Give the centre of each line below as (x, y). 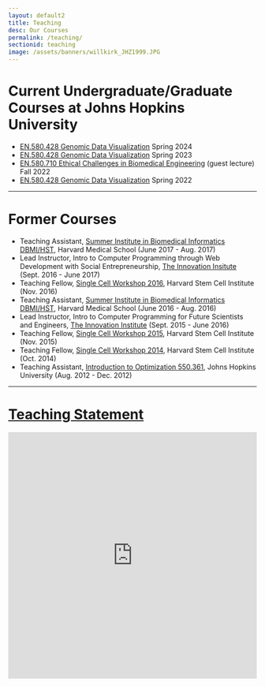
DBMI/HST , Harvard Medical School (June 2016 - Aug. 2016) (118, 308)
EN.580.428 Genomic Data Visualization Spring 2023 (106, 155)
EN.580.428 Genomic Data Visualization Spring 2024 (106, 146)
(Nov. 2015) (38, 342)
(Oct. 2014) (38, 358)
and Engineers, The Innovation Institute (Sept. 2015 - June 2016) (124, 325)
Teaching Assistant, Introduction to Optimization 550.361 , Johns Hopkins (138, 367)
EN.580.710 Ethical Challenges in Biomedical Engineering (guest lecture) (137, 163)
